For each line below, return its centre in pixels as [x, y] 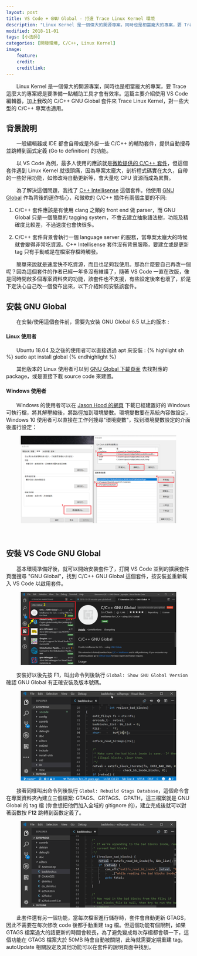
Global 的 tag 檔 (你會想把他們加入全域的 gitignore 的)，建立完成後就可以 [94, 805]
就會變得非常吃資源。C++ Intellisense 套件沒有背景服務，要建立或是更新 [102, 245]
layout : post [22, 12]
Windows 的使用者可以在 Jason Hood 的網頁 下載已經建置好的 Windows [103, 405]
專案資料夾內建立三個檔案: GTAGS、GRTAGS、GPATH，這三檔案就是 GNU [100, 798]
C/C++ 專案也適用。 [42, 108]
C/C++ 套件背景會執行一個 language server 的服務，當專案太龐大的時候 [101, 237]
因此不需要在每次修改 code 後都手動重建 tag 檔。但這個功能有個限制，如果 [96, 925]
